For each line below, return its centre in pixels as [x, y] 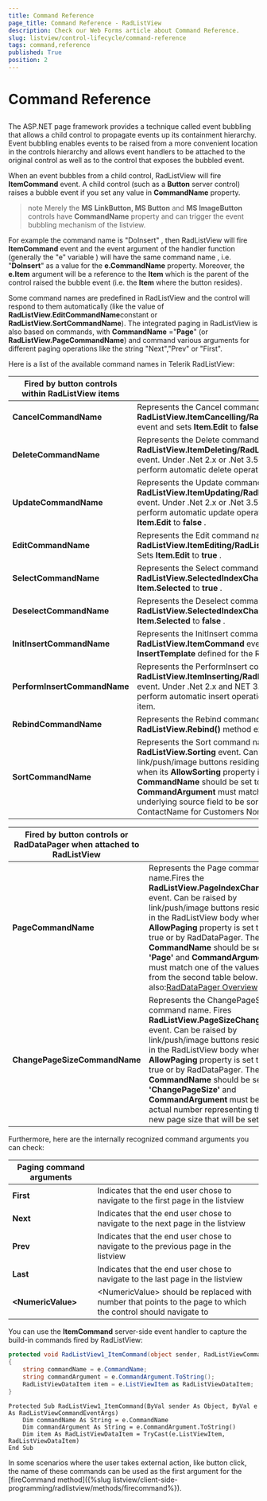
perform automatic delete [184, 470]
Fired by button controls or [77, 834]
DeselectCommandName [61, 611]
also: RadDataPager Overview [203, 987]
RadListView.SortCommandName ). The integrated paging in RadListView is [133, 324]
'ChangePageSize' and [192, 1090]
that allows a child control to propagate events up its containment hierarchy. [132, 135]
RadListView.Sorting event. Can [197, 752]
